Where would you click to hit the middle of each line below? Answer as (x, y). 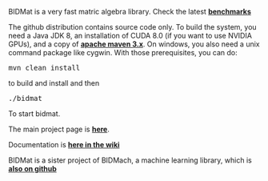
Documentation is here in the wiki (64, 145)
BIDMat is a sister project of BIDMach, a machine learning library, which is (130, 160)
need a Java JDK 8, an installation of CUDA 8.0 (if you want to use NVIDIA (130, 36)
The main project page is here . (59, 129)
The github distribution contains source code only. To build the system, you (133, 27)
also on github (33, 169)
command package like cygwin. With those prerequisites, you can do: (123, 52)
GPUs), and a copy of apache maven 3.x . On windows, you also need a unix (134, 44)
